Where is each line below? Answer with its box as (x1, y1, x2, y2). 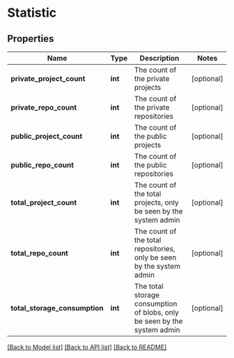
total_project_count (10, 197, 77, 207)
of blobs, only (134, 308, 179, 317)
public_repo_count (10, 161, 75, 170)
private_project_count (10, 74, 86, 83)
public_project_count (10, 131, 83, 141)
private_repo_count (10, 103, 77, 112)
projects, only (134, 197, 179, 207)
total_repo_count (10, 248, 68, 258)
